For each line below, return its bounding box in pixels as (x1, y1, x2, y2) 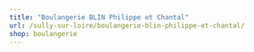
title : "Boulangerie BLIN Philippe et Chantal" (9, 12, 190, 22)
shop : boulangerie (9, 29, 78, 38)
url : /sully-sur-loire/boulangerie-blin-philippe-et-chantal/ (9, 21, 245, 30)
